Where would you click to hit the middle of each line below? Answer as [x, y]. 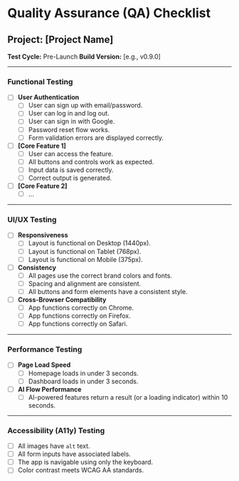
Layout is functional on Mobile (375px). [86, 259]
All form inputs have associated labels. [74, 454]
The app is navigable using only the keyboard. [85, 462]
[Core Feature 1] [42, 146]
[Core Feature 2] [42, 186]
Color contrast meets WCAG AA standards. [81, 470]
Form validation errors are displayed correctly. [96, 138]
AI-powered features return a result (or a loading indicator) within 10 [128, 397]
